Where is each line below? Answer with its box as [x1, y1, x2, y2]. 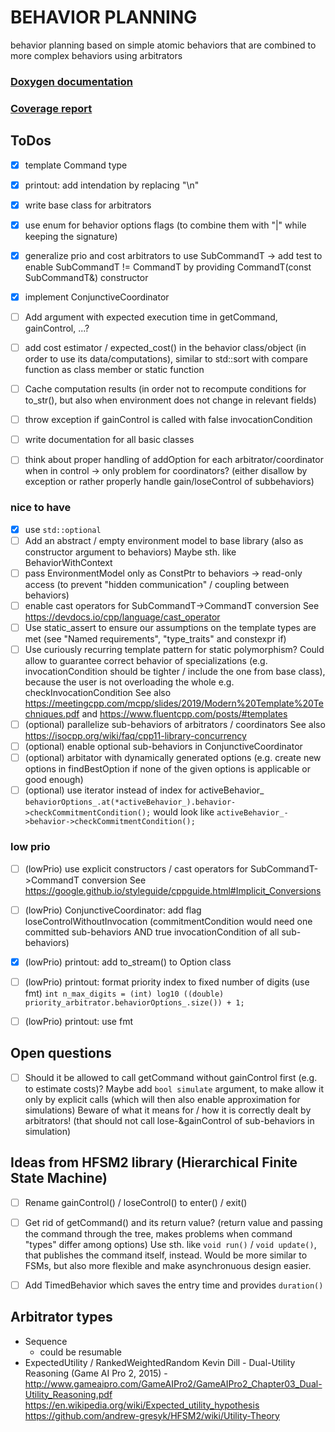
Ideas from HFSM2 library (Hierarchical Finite [10, 1154, 298, 1171]
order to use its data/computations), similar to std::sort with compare [24, 353, 308, 365]
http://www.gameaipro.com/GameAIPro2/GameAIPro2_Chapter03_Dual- [24, 1377, 323, 1390]
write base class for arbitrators [24, 199, 152, 211]
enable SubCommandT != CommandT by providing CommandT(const [24, 261, 312, 273]
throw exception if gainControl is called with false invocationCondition [24, 414, 313, 426]
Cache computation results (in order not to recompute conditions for [24, 383, 307, 395]
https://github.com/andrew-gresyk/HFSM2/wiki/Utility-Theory [24, 1409, 280, 1421]
